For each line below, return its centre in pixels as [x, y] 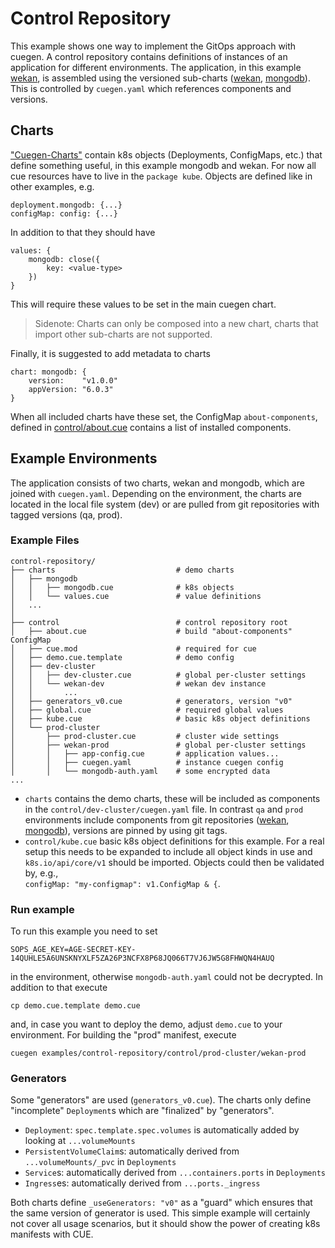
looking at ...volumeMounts [80, 1141]
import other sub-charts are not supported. [123, 334]
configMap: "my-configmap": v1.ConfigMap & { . [122, 883]
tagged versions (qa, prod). [66, 514]
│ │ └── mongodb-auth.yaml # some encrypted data [140, 771]
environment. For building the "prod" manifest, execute [123, 1035]
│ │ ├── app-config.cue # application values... [145, 753]
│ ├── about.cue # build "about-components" [151, 631]
